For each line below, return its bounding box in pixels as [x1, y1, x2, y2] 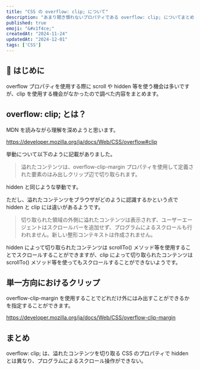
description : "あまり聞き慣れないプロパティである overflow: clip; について [6, 14, 182, 20]
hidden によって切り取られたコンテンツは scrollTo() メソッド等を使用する [6, 243, 186, 251]
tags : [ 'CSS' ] [6, 42, 42, 48]
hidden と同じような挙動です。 [6, 183, 82, 190]
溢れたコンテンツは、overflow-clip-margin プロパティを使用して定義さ [20, 163, 194, 170]
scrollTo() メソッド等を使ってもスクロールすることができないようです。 [6, 258, 182, 266]
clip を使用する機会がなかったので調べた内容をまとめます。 [16, 90, 162, 97]
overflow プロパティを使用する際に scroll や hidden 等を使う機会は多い [6, 82, 180, 90]
